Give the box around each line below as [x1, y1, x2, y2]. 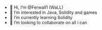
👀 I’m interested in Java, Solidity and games [9, 10, 97, 15]
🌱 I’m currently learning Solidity [9, 15, 73, 20]
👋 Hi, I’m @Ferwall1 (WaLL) [9, 5, 64, 10]
